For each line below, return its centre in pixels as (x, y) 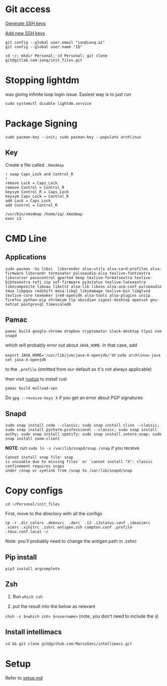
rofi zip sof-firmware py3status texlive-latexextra (89, 282)
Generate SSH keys (26, 23)
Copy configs (34, 491)
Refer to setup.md (24, 678)
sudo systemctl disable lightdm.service (49, 103)
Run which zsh (28, 596)
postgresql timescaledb (46, 304)
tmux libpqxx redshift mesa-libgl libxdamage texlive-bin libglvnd (78, 291)
